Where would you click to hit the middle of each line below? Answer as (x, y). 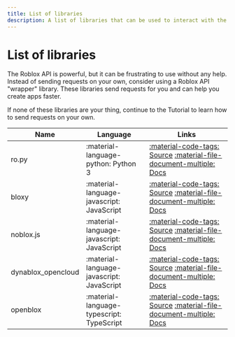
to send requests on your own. (51, 117)
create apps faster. (34, 96)
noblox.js (26, 235)
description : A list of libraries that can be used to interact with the (117, 20)
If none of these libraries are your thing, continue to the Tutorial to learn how (117, 110)
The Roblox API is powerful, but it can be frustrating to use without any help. (117, 74)
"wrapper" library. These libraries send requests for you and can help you (113, 89)
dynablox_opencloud (45, 272)
